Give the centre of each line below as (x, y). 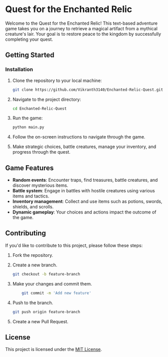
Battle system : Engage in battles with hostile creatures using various (84, 191)
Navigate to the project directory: (47, 99)
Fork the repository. (33, 255)
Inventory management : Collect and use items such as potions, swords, (87, 201)
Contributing (26, 233)
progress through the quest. (41, 152)
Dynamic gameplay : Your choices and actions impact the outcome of (84, 212)
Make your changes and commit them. (52, 283)
